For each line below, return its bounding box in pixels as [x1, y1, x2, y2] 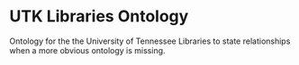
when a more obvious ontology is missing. [9, 45, 166, 55]
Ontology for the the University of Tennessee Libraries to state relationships [9, 36, 291, 46]
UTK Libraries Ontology [9, 6, 189, 27]
